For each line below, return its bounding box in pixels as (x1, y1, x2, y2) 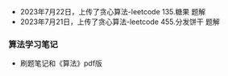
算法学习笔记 (8, 38, 59, 50)
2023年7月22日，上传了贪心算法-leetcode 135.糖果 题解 (19, 7, 206, 16)
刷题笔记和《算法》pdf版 (19, 58, 103, 68)
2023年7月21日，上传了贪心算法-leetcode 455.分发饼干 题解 (19, 17, 220, 26)
